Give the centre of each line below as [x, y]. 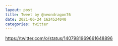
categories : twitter [27, 24]
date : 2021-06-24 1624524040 [36, 19]
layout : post [19, 10]
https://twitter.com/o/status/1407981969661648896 [59, 38]
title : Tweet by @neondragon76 [38, 15]
